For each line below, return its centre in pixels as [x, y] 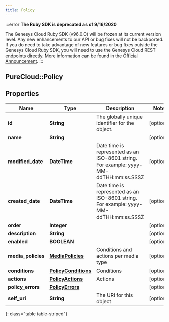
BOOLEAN [62, 241]
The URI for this [115, 295]
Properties [22, 94]
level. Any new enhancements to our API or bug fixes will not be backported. [84, 39]
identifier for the [115, 123]
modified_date [25, 161]
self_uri [17, 298]
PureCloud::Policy [34, 77]
